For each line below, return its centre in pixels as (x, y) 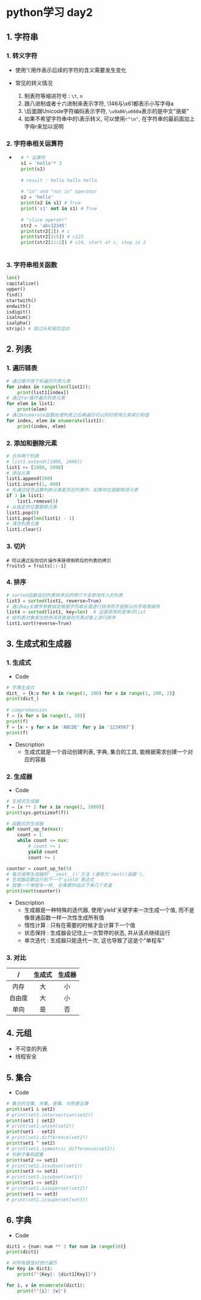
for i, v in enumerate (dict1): (46, 1285)
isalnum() (19, 318)
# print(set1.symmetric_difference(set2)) (61, 1149)
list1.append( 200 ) (29, 479)
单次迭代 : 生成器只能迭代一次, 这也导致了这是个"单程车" (94, 940)
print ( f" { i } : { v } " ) (42, 1291)
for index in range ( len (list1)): (49, 387)
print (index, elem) (42, 426)
